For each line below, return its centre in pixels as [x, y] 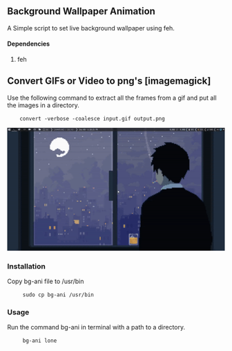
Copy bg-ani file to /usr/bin [46, 281]
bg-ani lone [40, 341]
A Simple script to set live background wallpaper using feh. [91, 28]
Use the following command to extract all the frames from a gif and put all [112, 98]
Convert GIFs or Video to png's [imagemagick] [109, 81]
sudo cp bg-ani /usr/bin [58, 295]
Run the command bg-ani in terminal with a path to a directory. [96, 327]
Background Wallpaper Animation [81, 11]
